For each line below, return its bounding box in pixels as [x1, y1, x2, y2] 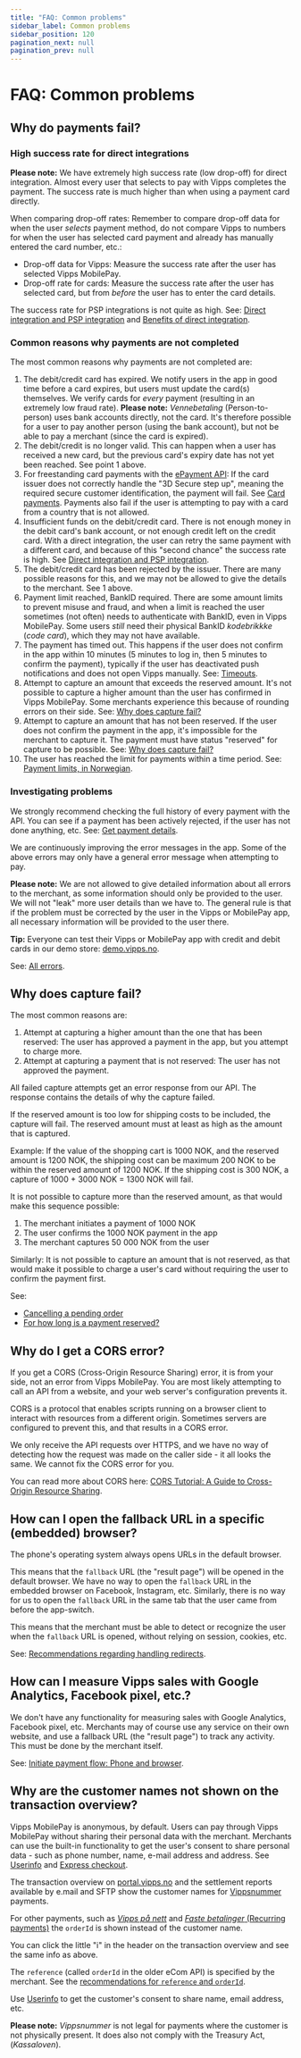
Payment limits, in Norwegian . [22, 763, 133, 774]
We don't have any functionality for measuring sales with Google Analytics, [10, 1711, 287, 1722]
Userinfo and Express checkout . [10, 1859, 129, 1870]
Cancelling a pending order [22, 1308, 124, 1318]
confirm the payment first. [10, 1274, 106, 1284]
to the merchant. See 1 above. [22, 582, 133, 594]
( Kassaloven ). [10, 2038, 62, 2050]
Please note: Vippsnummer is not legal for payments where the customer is [10, 2020, 288, 2030]
